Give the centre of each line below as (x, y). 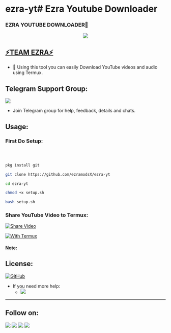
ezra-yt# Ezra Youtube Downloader (81, 9)
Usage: (17, 126)
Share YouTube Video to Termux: (47, 215)
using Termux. (28, 73)
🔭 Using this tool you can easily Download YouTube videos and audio (85, 67)
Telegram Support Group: (47, 89)
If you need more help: (36, 286)
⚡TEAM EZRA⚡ (29, 52)
